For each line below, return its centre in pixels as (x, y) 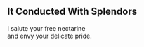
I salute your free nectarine (46, 28)
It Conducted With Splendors (72, 12)
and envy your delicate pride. (50, 36)
